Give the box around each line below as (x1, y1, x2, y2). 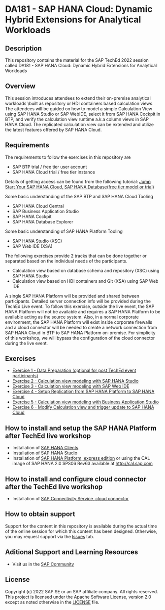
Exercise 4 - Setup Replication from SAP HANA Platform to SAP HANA (12, 389, 155, 394)
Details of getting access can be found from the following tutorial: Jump (5, 178, 151, 184)
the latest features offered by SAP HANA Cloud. (5, 127, 102, 132)
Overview (5, 82, 36, 90)
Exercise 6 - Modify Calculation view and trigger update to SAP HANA (12, 404, 154, 410)
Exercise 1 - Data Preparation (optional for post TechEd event (12, 367, 136, 374)
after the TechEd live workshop (5, 482, 103, 491)
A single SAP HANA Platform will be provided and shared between (5, 293, 139, 299)
